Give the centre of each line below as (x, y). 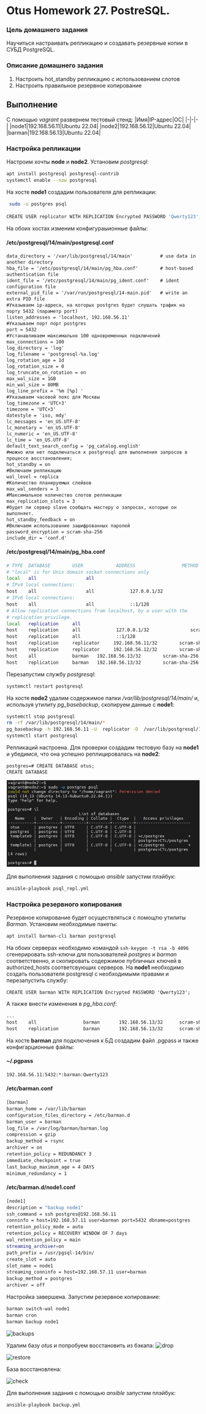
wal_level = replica (33, 477)
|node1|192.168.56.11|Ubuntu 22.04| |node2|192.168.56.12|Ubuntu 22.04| (100, 126)
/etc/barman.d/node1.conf (41, 1187)
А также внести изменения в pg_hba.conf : (62, 1004)
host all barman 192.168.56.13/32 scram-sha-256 (103, 656)
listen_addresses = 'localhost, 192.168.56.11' (68, 317)
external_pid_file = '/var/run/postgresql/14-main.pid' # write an (97, 293)
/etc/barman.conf (30, 1089)
